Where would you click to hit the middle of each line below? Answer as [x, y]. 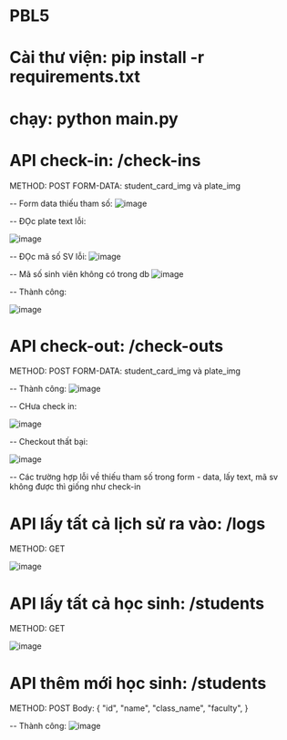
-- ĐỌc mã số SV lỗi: [48, 256]
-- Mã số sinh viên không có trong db [80, 273]
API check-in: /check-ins [105, 160]
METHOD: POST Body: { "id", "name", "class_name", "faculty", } [129, 708]
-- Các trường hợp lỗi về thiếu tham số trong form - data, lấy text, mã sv [144, 477]
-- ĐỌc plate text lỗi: [48, 221]
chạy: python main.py [94, 118]
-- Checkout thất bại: [49, 442]
